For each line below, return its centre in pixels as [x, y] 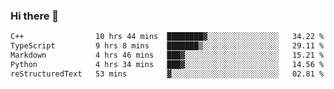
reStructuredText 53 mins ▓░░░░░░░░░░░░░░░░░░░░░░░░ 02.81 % [167, 74]
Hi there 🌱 [35, 16]
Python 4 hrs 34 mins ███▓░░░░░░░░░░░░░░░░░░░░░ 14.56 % [167, 64]
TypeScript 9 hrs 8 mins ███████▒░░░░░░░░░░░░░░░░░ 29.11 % [167, 46]
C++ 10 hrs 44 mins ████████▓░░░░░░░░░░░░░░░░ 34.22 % [167, 37]
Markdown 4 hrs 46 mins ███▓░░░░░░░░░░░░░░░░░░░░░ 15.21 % [167, 55]
